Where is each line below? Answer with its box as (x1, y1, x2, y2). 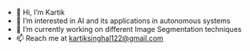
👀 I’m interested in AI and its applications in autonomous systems (15, 16, 231, 25)
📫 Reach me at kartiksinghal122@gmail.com (15, 33, 164, 43)
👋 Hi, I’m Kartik (15, 8, 66, 17)
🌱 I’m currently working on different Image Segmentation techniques (15, 25, 242, 33)
